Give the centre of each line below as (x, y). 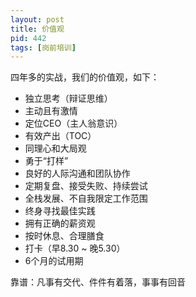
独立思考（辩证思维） (68, 98)
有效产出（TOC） (60, 136)
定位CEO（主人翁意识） (73, 123)
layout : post (37, 19)
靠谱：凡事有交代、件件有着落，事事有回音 (98, 282)
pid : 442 (28, 38)
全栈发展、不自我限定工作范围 (86, 198)
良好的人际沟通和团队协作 (77, 173)
